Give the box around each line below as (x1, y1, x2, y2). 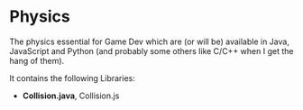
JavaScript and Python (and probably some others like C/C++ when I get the (9, 45, 294, 56)
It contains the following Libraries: (9, 72, 135, 83)
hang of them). (9, 55, 65, 66)
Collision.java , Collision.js (22, 90, 120, 101)
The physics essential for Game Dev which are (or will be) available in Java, (9, 36, 290, 47)
